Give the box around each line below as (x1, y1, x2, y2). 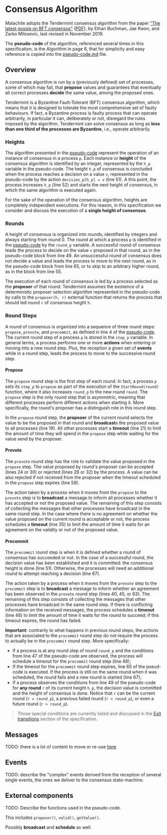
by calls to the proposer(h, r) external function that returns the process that (5, 294, 163, 300)
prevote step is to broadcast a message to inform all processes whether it (5, 495, 158, 501)
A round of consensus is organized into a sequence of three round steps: (5, 323, 156, 329)
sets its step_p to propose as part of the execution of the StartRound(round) (5, 383, 159, 389)
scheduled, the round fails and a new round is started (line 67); (12, 674, 142, 680)
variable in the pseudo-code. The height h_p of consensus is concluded (5, 166, 153, 172)
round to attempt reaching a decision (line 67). (5, 570, 101, 577)
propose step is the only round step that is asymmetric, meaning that (5, 394, 146, 400)
